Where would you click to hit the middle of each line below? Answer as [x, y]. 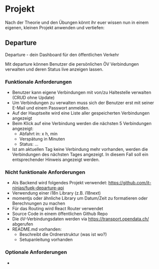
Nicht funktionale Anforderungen [45, 172]
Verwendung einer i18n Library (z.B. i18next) [56, 193]
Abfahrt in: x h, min [38, 134]
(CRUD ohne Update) [33, 98]
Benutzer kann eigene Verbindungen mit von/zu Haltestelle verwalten [82, 92]
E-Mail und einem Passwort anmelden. [51, 108]
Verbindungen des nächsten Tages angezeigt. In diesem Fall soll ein [80, 155]
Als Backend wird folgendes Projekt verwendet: [60, 183]
